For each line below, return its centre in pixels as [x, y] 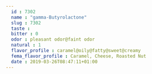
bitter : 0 [25, 34]
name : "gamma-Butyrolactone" [49, 17]
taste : [21, 28]
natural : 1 [26, 45]
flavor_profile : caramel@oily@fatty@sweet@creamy [76, 51]
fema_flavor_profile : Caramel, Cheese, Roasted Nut [79, 56]
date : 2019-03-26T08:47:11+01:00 [54, 61]
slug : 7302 [26, 23]
